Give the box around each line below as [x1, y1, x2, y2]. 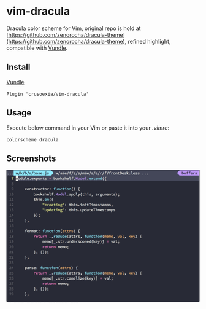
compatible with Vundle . [6, 44, 68, 52]
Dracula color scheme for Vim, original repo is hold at [6, 25, 141, 32]
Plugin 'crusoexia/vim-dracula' [6, 91, 89, 97]
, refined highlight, [124, 37, 171, 45]
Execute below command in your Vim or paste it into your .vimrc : [6, 124, 170, 131]
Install [6, 62, 31, 72]
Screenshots [6, 153, 56, 163]
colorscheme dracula [6, 136, 59, 143]
